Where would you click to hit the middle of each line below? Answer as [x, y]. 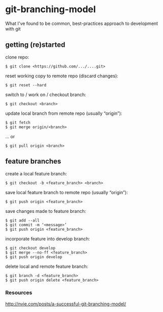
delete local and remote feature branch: [47, 266]
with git [13, 28]
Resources [19, 293]
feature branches [33, 161]
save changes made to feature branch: [46, 211]
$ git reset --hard [26, 85]
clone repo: [17, 57]
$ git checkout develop [30, 248]
